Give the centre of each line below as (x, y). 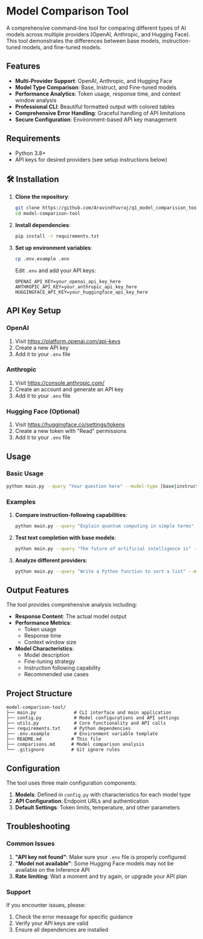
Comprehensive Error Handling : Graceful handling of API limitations (100, 113)
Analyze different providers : (51, 560)
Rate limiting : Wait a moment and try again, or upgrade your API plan (101, 876)
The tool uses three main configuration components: (72, 783)
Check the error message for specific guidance (74, 917)
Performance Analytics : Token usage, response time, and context (98, 94)
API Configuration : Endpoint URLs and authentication (82, 801)
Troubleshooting (38, 827)
